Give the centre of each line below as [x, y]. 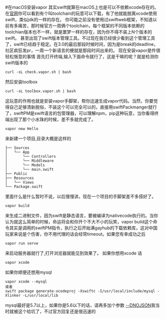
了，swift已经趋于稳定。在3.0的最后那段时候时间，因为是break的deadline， [82, 44]
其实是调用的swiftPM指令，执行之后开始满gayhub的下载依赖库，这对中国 [83, 228]
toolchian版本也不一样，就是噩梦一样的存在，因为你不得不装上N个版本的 [79, 32]
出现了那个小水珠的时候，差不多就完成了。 [52, 119]
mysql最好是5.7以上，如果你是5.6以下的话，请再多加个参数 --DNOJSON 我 [80, 305]
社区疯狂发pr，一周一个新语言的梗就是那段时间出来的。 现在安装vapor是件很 [83, 50]
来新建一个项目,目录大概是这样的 [38, 139]
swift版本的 [16, 63]
